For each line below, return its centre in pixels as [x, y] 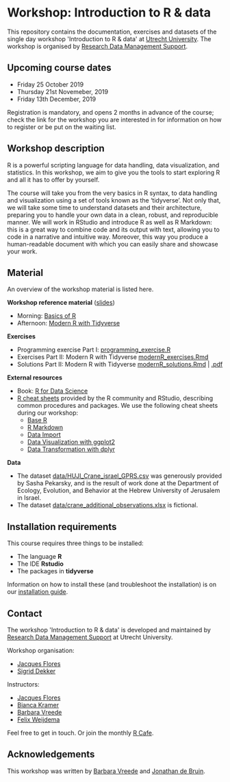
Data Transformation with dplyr [71, 449]
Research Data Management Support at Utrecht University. [90, 637]
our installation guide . [38, 592]
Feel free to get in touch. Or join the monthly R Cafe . [80, 733]
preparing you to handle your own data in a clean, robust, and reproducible [113, 215]
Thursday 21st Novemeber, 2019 [62, 91]
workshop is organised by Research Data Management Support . [98, 46]
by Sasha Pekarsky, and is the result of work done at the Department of [118, 483]
